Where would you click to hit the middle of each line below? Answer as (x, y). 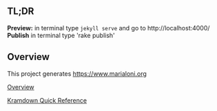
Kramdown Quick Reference (47, 100)
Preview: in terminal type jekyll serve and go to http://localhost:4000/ (108, 28)
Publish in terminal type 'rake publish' (61, 35)
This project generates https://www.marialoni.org (77, 73)
